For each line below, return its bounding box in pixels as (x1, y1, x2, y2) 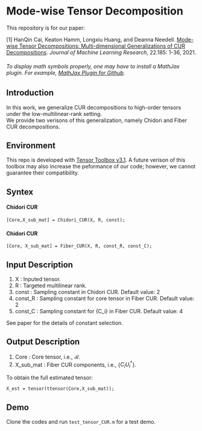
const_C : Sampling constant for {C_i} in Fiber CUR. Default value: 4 (14, 307, 183, 314)
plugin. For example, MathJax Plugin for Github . (6, 69, 125, 76)
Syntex (6, 187, 34, 197)
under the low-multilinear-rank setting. (6, 110, 103, 117)
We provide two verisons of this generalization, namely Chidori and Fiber (6, 117, 188, 124)
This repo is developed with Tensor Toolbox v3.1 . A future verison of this (6, 156, 186, 164)
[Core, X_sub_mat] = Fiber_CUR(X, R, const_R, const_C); (6, 243, 153, 249)
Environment (6, 140, 56, 150)
